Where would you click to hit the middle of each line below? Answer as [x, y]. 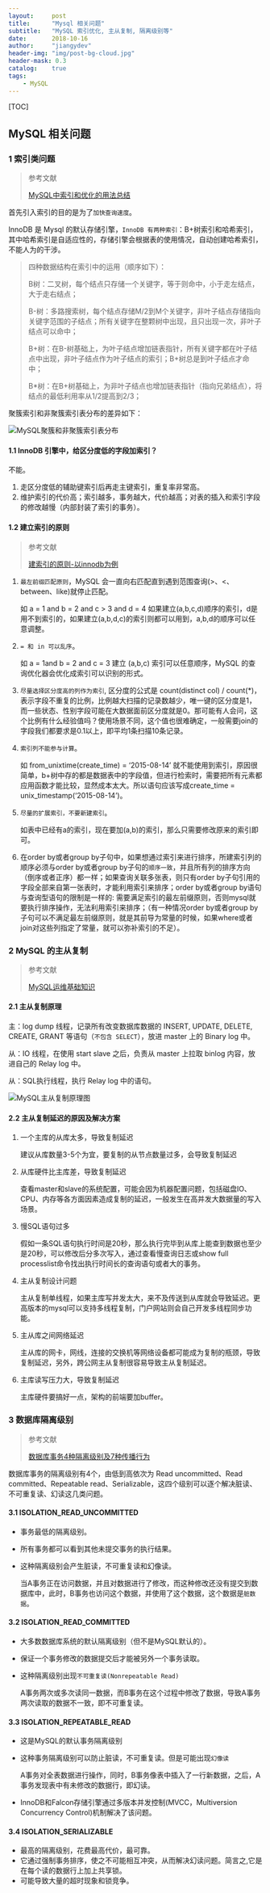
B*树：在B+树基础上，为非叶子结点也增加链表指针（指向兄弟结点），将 [145, 386]
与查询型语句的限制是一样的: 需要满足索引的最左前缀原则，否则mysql [135, 897]
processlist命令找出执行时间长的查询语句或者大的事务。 [112, 1264]
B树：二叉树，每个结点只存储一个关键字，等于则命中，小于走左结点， [143, 284]
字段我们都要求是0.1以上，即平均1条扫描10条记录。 [104, 730]
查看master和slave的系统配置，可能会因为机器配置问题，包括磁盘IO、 [135, 1189]
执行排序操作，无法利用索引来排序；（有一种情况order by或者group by [143, 907]
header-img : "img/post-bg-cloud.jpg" [72, 53]
